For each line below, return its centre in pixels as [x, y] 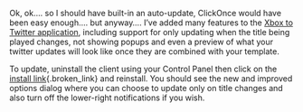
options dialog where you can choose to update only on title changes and [146, 88]
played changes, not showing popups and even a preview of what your [142, 42]
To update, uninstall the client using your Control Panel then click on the [143, 69]
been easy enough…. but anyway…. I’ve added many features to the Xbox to [151, 23]
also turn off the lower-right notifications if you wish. [107, 98]
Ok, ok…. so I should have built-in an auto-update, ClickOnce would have [146, 13]
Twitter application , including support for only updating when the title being [150, 32]
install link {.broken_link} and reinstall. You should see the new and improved [151, 79]
